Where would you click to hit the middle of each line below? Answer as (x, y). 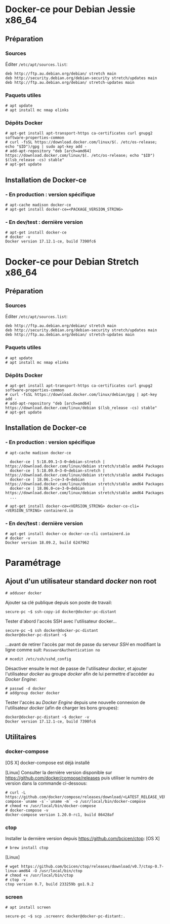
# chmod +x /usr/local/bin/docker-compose (51, 806)
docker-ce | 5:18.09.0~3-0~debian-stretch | (57, 470)
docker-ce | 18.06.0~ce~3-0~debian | (57, 488)
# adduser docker (24, 593)
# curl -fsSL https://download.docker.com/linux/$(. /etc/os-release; (81, 142)
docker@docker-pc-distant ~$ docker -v (47, 717)
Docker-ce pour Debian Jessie (70, 9)
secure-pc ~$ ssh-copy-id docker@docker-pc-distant (61, 612)
